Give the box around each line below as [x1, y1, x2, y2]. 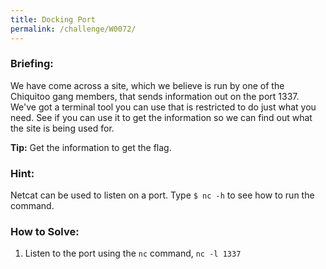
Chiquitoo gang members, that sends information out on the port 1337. [10, 90, 300, 102]
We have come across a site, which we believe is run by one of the [10, 79, 285, 91]
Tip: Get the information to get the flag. [10, 141, 172, 153]
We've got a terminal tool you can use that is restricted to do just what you [10, 101, 317, 113]
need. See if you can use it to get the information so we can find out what [10, 111, 313, 123]
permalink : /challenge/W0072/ [10, 24, 137, 34]
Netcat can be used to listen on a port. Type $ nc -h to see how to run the [10, 189, 315, 201]
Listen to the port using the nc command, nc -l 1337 [24, 247, 242, 260]
